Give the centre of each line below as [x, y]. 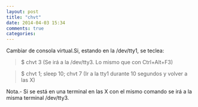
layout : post [22, 12]
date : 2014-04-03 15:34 [36, 23]
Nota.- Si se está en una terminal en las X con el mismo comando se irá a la [99, 92]
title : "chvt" [24, 17]
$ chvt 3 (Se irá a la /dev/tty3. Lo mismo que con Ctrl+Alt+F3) [97, 62]
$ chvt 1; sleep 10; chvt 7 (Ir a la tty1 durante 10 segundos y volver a [104, 74]
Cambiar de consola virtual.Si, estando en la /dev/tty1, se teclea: [85, 51]
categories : [21, 34]
